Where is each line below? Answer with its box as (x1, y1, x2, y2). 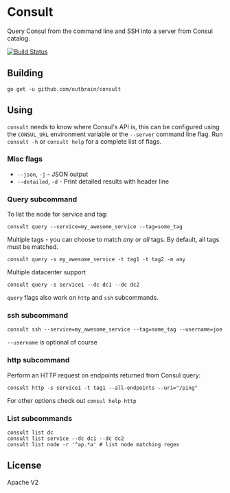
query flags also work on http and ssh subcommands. (7, 294, 159, 302)
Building (7, 67, 43, 79)
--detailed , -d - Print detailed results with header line (16, 177, 170, 186)
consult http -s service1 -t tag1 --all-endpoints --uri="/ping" (7, 384, 198, 391)
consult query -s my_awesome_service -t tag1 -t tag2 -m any (7, 256, 186, 263)
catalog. (7, 34, 30, 42)
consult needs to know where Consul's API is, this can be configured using (7, 122, 220, 131)
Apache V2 (7, 478, 39, 486)
